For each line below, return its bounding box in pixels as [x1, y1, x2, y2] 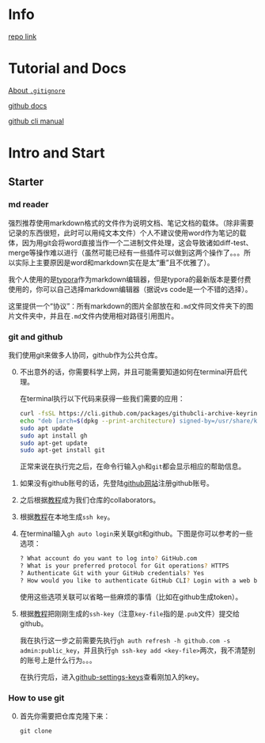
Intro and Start [8, 144, 105, 162]
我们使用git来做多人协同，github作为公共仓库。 [8, 351, 162, 360]
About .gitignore [8, 85, 66, 95]
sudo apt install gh [19, 431, 88, 440]
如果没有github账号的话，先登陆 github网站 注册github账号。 [19, 479, 214, 488]
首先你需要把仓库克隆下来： [19, 711, 111, 721]
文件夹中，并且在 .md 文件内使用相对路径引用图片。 [14, 311, 179, 320]
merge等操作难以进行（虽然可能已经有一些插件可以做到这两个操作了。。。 [8, 248, 244, 257]
